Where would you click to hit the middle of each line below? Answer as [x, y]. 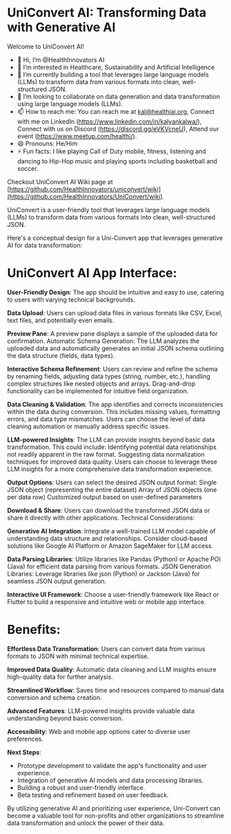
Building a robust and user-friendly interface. [81, 787]
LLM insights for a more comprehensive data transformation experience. [110, 469]
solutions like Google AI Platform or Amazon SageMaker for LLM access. [110, 546]
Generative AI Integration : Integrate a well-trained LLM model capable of [111, 531]
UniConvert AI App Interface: [92, 273]
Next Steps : [24, 752]
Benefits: [34, 630]
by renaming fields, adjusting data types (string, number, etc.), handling [109, 376]
